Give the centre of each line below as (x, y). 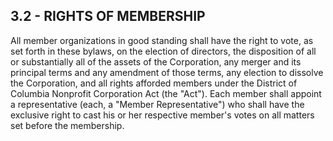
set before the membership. (67, 125)
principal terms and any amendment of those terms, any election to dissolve (167, 72)
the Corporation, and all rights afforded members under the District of (154, 83)
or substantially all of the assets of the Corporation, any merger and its (156, 61)
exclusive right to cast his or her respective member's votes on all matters (162, 115)
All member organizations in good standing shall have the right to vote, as (162, 40)
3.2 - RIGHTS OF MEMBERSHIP (108, 16)
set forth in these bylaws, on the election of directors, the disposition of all (163, 51)
